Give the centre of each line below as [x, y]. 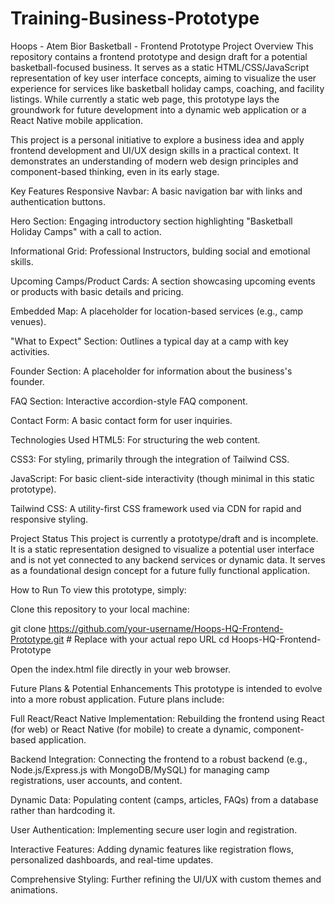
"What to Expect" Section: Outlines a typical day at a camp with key [149, 341]
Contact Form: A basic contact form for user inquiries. [121, 420]
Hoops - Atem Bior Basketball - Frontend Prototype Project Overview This [162, 46]
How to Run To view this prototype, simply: [98, 589]
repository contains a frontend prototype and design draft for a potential [159, 56]
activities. [30, 351]
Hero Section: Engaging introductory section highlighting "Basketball [151, 221]
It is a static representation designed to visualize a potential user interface [162, 549]
